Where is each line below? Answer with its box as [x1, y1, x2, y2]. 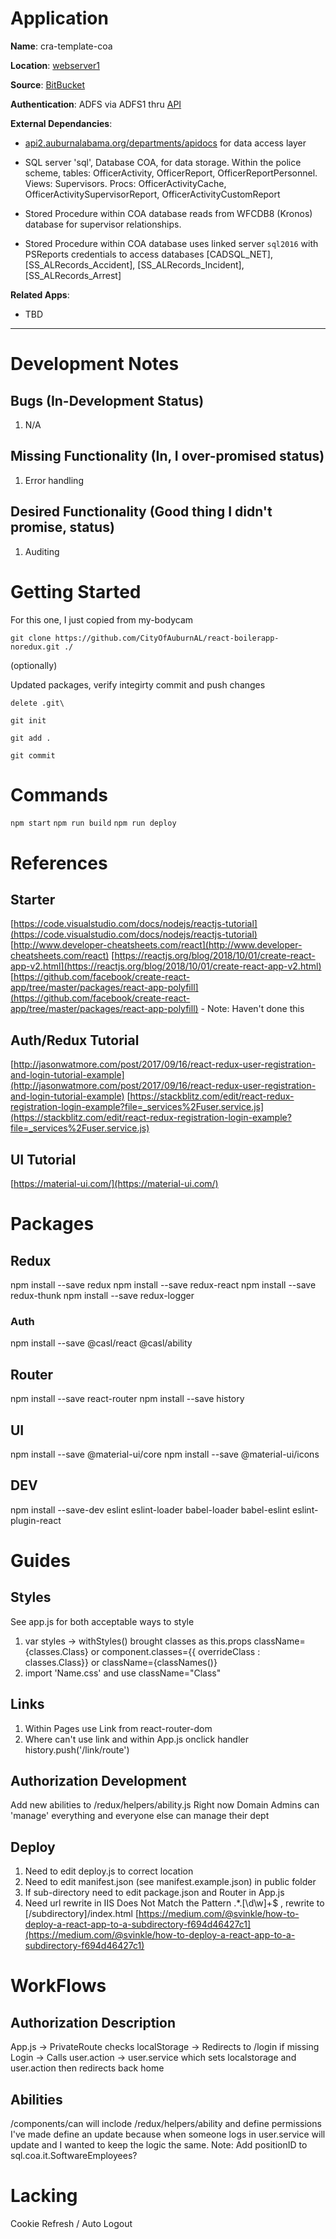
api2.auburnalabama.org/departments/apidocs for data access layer [24, 137, 307, 149]
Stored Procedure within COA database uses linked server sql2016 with [24, 237, 319, 249]
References [10, 852, 108, 874]
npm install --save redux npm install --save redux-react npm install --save [10, 1279, 317, 1291]
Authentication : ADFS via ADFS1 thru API [10, 98, 182, 110]
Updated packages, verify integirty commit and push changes [10, 678, 266, 691]
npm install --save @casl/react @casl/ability [10, 1337, 193, 1349]
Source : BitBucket [10, 78, 86, 91]
